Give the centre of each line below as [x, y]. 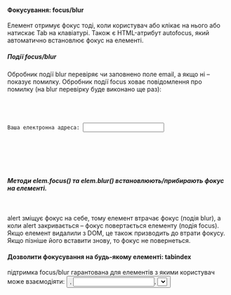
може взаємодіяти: [36, 282]
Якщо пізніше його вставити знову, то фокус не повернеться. [99, 240]
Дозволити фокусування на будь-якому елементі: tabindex [99, 256]
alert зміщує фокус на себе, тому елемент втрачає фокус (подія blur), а [114, 218]
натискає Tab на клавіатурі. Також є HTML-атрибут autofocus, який [108, 33]
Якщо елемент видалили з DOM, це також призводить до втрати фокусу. [117, 233]
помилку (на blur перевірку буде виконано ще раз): [84, 89]
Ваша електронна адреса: [44, 128]
